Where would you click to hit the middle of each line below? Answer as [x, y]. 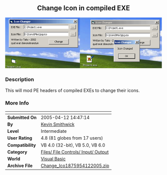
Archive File [20, 166]
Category [17, 152]
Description [20, 80]
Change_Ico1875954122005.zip [75, 166]
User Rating [20, 138]
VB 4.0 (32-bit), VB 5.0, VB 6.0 [73, 145]
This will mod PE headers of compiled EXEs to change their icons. [73, 90]
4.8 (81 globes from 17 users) [72, 138]
